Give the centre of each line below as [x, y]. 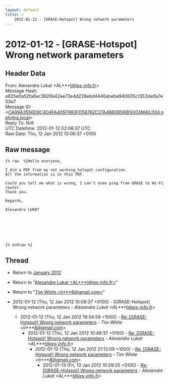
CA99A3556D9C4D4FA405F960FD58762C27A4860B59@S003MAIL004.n [86, 112]
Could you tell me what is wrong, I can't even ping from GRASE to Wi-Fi [84, 183]
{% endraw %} [19, 245]
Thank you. [17, 192]
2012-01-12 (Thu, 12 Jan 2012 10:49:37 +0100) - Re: [81, 333]
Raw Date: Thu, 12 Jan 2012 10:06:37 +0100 [51, 134]
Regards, [14, 201]
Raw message [28, 149]
